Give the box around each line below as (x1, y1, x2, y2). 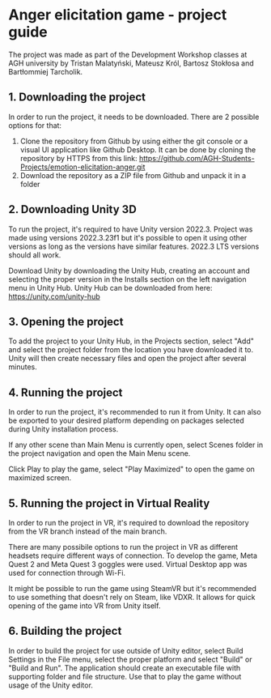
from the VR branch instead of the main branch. (8, 526, 167, 536)
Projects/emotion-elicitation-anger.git (19, 162, 146, 172)
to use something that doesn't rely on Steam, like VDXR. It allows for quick (8, 593, 256, 602)
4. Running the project (8, 385, 123, 399)
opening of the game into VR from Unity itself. (8, 601, 161, 611)
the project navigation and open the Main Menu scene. (8, 449, 191, 458)
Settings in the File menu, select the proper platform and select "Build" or (8, 654, 252, 664)
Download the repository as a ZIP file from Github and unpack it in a (19, 170, 247, 180)
